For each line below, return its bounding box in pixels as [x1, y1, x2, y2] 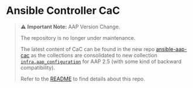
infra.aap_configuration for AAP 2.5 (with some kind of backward [20, 58, 182, 65]
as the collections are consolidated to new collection [30, 52, 158, 58]
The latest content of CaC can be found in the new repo [20, 45, 155, 53]
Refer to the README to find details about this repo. [20, 75, 145, 82]
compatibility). [20, 64, 56, 71]
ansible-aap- [156, 45, 187, 53]
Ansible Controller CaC [6, 4, 120, 17]
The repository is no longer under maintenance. [20, 34, 136, 41]
